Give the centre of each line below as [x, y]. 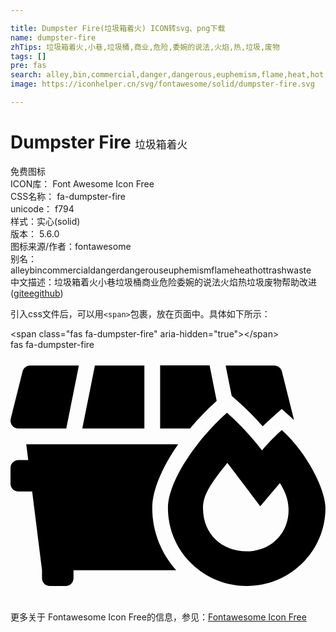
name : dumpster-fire [53, 37]
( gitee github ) [37, 293]
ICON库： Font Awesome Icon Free [82, 183]
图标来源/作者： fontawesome [71, 246]
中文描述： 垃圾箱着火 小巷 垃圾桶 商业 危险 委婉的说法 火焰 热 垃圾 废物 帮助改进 [163, 282]
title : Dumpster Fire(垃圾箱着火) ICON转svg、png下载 [118, 28]
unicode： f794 [42, 208]
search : [26, 75]
